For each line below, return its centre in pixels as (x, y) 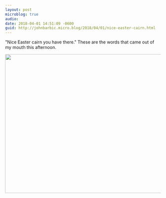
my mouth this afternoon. (31, 47)
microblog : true (22, 14)
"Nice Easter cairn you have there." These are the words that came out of (80, 42)
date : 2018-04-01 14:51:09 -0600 (40, 23)
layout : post (19, 10)
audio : (12, 19)
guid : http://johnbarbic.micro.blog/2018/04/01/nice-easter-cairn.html (80, 28)
